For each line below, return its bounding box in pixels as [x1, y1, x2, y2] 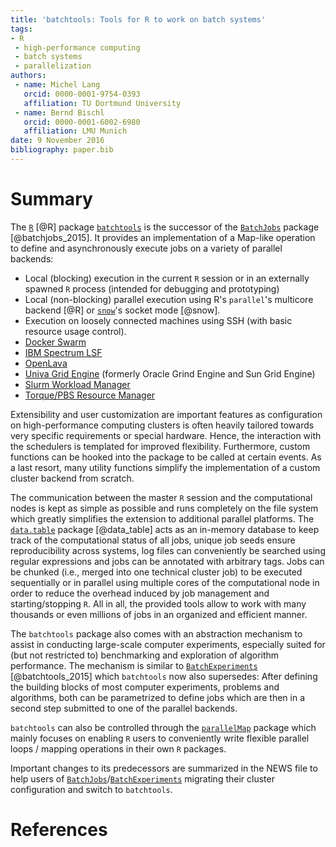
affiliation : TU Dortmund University [23, 98, 182, 108]
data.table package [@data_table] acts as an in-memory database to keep [10, 523, 320, 535]
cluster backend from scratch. [10, 472, 135, 484]
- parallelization [14, 61, 92, 71]
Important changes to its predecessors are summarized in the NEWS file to [10, 762, 318, 774]
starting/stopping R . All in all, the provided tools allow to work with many [10, 597, 307, 610]
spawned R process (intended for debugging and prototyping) [24, 282, 280, 295]
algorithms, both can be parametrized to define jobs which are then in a [10, 691, 306, 703]
